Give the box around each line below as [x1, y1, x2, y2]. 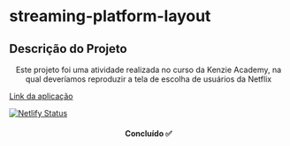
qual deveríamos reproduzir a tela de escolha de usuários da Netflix [25, 74, 272, 84]
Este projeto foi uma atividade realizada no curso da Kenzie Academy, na [15, 64, 282, 75]
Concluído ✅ [125, 128, 172, 138]
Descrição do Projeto [9, 41, 127, 56]
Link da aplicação [9, 91, 73, 101]
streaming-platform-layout [9, 6, 211, 26]
